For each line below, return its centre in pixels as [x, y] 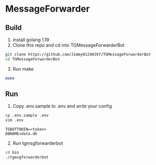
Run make [23, 69]
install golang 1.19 [31, 40]
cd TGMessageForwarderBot [33, 59]
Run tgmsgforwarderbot [38, 143]
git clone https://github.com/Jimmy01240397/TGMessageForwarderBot [78, 54]
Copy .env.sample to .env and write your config [62, 106]
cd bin [12, 153]
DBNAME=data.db [21, 134]
